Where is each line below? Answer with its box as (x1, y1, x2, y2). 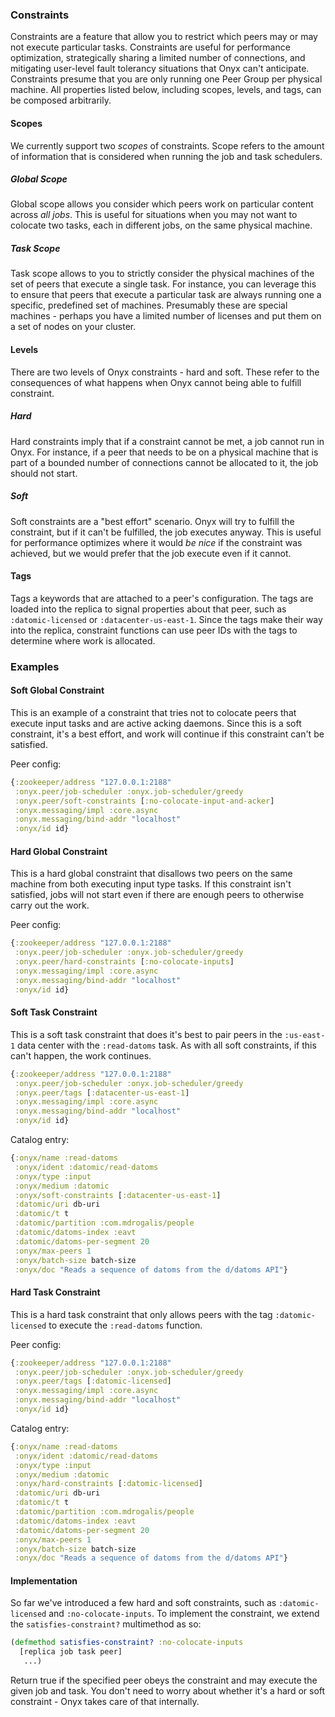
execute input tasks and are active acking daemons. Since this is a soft (10, 717, 302, 729)
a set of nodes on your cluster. (10, 321, 137, 333)
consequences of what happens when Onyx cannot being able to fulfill (10, 376, 302, 388)
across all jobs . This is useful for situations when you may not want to (10, 209, 298, 221)
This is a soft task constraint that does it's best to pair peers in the (10, 1028, 283, 1040)
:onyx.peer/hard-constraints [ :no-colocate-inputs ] (14, 957, 235, 967)
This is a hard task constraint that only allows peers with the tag (10, 1308, 273, 1320)
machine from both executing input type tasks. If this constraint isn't (10, 878, 292, 890)
